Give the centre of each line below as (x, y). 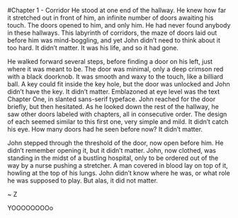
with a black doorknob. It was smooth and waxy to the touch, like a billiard (115, 76)
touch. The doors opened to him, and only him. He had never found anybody (119, 25)
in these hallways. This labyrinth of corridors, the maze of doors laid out (112, 33)
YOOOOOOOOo (30, 208)
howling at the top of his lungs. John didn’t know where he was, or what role (119, 173)
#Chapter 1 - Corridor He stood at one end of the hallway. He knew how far (117, 10)
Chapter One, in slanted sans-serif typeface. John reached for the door (112, 99)
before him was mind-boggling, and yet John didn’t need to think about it (114, 40)
